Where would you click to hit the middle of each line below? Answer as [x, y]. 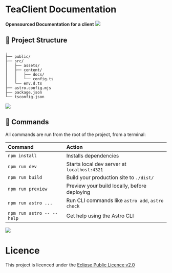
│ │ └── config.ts [29, 79]
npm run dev [23, 166]
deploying [78, 192]
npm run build [25, 177]
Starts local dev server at [96, 164]
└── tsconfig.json [25, 97]
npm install [23, 155]
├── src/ [15, 61]
